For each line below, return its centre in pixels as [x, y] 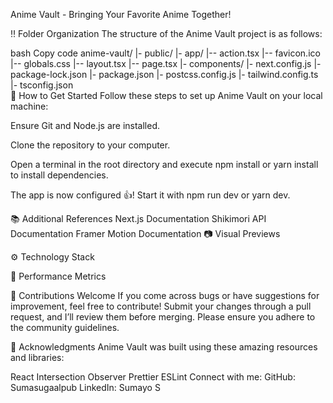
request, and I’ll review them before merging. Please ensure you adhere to [163, 317]
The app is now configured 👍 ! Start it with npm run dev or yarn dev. [150, 195]
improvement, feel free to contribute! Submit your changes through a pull [161, 306]
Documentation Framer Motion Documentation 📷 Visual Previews [145, 233]
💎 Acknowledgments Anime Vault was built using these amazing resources [164, 347]
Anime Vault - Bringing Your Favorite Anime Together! [121, 14]
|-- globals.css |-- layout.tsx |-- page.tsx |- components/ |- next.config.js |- [166, 63]
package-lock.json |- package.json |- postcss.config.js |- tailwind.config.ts [164, 74]
